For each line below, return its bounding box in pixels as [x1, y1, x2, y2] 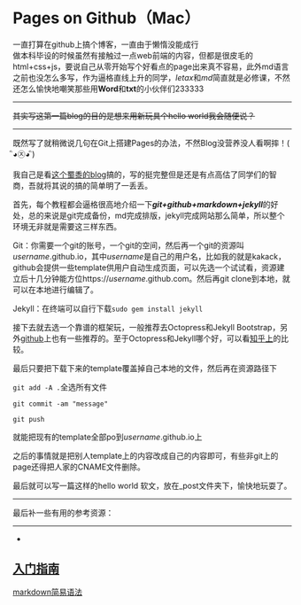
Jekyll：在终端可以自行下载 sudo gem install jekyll [12, 303, 204, 314]
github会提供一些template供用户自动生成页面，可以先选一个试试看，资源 [12, 262, 277, 273]
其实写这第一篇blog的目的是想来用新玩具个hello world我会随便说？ [12, 110, 256, 120]
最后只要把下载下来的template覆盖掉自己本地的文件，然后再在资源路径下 [12, 362, 278, 373]
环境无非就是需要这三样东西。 [12, 221, 121, 231]
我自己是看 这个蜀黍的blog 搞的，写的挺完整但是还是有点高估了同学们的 [12, 169, 269, 180]
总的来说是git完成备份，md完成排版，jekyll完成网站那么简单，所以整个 [27, 210, 285, 221]
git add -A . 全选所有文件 [12, 382, 107, 392]
